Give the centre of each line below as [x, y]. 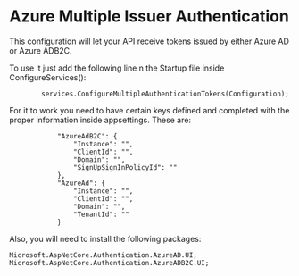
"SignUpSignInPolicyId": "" [125, 167]
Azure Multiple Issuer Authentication [149, 17]
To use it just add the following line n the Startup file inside [117, 68]
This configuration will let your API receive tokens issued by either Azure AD [149, 41]
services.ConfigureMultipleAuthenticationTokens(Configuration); [166, 94]
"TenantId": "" [101, 214]
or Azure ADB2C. [41, 50]
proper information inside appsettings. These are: [100, 120]
